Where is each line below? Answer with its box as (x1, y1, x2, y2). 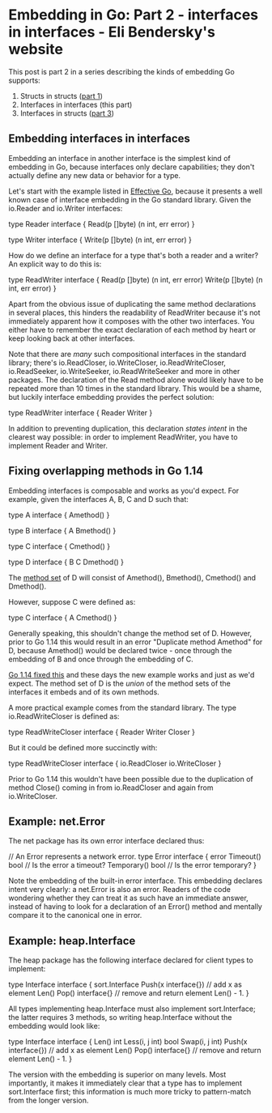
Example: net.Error (8, 814, 105, 828)
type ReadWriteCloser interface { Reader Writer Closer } (8, 727, 196, 737)
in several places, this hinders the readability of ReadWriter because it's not (8, 308, 261, 317)
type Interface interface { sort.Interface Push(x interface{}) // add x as (8, 979, 243, 989)
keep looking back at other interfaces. (8, 333, 135, 343)
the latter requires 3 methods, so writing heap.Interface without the (8, 1013, 232, 1022)
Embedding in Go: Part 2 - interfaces (8, 6, 259, 24)
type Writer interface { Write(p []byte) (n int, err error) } (8, 235, 193, 244)
